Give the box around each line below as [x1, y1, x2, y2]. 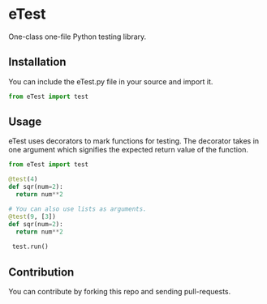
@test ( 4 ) [8, 175, 38, 183]
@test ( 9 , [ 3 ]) [8, 212, 57, 221]
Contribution [8, 265, 75, 279]
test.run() [11, 242, 49, 251]
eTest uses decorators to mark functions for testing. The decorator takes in [8, 136, 260, 146]
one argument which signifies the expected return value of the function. [8, 145, 249, 155]
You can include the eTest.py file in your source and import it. [8, 76, 213, 86]
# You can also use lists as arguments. [8, 204, 148, 213]
